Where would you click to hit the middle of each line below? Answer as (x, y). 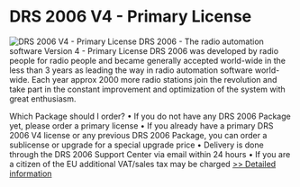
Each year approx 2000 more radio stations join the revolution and (154, 79)
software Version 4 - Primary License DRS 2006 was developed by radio (144, 50)
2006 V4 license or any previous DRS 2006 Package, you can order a (138, 135)
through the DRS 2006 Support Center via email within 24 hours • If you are (150, 154)
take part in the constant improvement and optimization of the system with (147, 89)
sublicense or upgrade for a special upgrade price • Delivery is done (136, 145)
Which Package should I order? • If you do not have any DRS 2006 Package (150, 116)
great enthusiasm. (43, 98)
